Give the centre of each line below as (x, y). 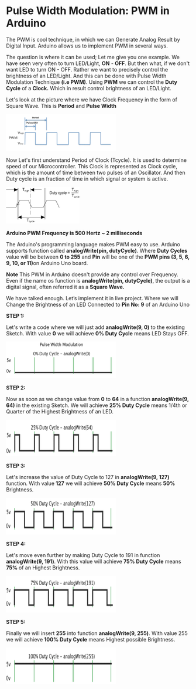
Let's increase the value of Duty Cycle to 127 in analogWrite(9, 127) (88, 477)
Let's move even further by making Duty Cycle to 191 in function (83, 555)
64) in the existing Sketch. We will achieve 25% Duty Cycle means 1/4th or (97, 405)
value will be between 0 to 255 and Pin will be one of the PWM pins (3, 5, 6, (98, 257)
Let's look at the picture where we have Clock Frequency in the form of (92, 99)
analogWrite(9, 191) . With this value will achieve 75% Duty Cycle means (94, 561)
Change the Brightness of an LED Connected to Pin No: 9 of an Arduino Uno (98, 304)
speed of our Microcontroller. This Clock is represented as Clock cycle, (92, 166)
